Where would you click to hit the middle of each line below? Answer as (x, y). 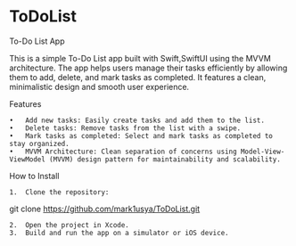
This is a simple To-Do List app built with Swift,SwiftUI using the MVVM (140, 58)
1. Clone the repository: (59, 192)
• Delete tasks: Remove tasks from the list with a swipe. (125, 128)
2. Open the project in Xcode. (69, 225)
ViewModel (28, 159)
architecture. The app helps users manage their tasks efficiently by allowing (148, 68)
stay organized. (39, 143)
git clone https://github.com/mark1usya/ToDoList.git (105, 209)
